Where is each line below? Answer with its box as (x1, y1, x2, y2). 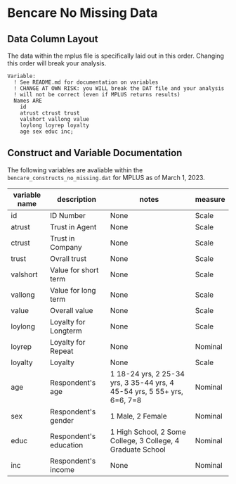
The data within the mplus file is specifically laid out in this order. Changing (7, 51, 225, 60)
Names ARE (13, 97, 42, 104)
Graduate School (110, 445, 166, 454)
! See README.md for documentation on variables (13, 79, 159, 86)
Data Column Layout (7, 33, 98, 45)
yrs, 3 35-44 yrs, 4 (110, 378, 174, 388)
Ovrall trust (50, 253, 86, 263)
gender (50, 415, 74, 425)
